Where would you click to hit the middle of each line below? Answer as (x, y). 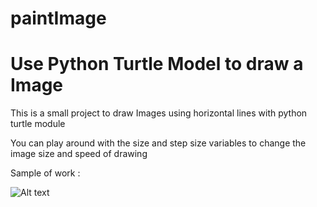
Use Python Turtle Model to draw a (157, 64)
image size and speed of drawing (79, 154)
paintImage (58, 18)
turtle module (38, 124)
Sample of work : (45, 173)
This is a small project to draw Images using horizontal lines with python (159, 113)
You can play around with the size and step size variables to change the (158, 143)
